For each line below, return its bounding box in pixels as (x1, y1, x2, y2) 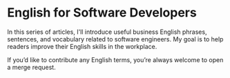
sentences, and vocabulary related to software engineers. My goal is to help (7, 35, 224, 43)
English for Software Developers (7, 5, 197, 21)
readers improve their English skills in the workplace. (7, 42, 157, 50)
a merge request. (7, 63, 57, 71)
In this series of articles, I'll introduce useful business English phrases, (7, 28, 207, 36)
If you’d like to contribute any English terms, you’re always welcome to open (7, 55, 224, 64)
